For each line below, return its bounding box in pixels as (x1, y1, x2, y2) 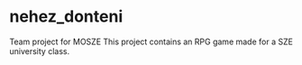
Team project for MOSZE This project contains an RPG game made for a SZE (9, 36, 293, 47)
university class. (9, 45, 70, 56)
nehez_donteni (9, 6, 124, 27)
